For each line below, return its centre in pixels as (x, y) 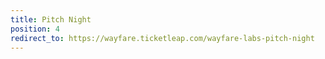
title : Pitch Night (51, 19)
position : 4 (35, 29)
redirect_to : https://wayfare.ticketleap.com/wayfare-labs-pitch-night (162, 38)
